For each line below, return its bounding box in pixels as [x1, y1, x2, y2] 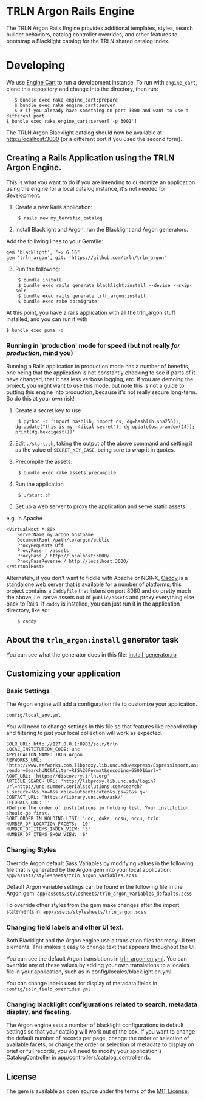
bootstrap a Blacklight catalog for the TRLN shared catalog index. [6, 37, 170, 44]
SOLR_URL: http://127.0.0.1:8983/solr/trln [6, 741, 118, 747]
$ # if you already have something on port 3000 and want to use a [14, 108, 189, 114]
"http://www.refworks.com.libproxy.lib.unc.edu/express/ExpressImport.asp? [6, 762, 202, 768]
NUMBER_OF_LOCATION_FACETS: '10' [6, 821, 91, 827]
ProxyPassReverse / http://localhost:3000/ [17, 558, 129, 564]
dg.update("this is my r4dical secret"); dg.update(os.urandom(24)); [15, 424, 195, 430]
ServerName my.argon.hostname [17, 531, 94, 537]
